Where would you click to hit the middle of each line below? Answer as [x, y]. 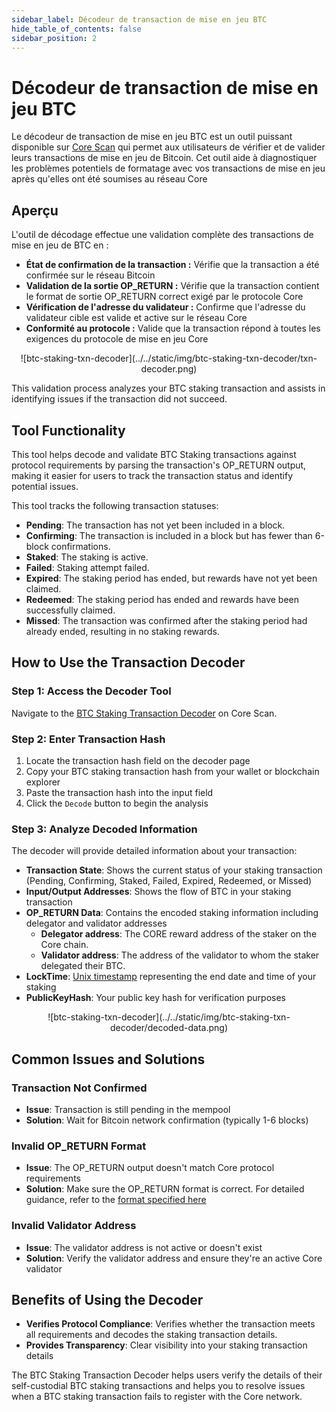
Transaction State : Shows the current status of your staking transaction [174, 870]
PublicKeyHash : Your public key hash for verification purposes [156, 998]
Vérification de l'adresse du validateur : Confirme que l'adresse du [165, 307]
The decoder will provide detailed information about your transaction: [154, 851]
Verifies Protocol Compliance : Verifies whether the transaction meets [170, 1324]
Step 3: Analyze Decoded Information [104, 829]
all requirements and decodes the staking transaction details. [151, 1335]
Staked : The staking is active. [87, 557]
